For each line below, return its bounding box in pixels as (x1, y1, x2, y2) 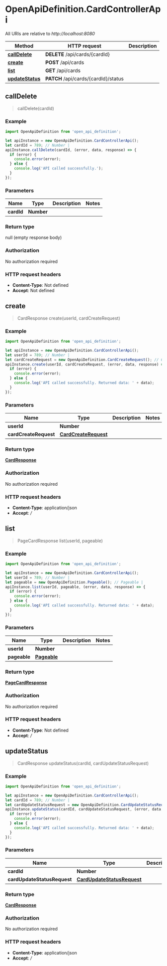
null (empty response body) (5, 234, 62, 240)
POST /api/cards (45, 59, 84, 66)
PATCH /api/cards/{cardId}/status (45, 75, 124, 82)
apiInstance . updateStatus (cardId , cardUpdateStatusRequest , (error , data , (5, 807, 164, 812)
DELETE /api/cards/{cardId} (45, 51, 110, 58)
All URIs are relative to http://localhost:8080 (5, 30, 95, 36)
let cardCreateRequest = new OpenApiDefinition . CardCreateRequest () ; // (5, 357, 159, 362)
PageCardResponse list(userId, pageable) (17, 538, 103, 544)
